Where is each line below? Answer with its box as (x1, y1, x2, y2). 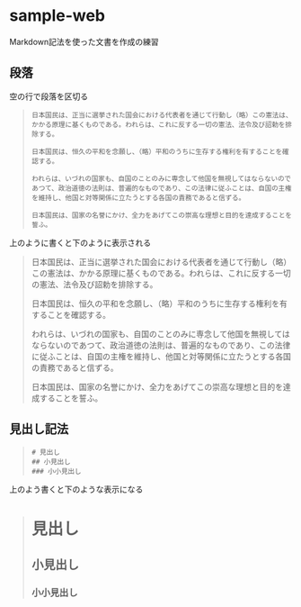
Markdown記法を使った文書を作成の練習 (9, 36, 159, 47)
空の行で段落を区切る (9, 91, 88, 102)
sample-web (9, 5, 106, 26)
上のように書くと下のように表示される (9, 237, 151, 248)
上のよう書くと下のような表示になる (9, 484, 144, 494)
